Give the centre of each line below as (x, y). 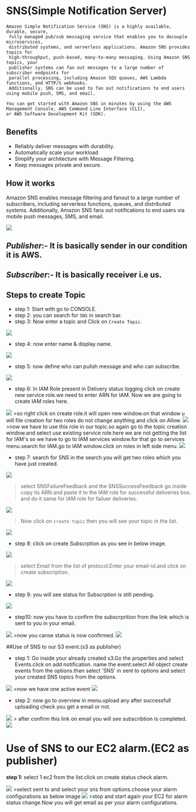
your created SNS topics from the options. (65, 677)
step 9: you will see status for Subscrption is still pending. (84, 594)
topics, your (22, 62)
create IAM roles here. (41, 402)
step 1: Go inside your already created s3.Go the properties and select (99, 658)
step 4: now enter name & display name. (63, 344)
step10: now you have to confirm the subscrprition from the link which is (102, 617)
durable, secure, (27, 31)
